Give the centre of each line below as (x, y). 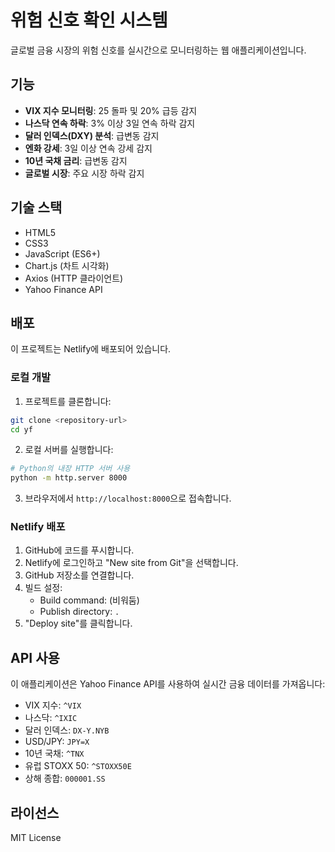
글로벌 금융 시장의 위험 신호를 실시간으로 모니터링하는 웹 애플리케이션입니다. (158, 50)
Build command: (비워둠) (89, 600)
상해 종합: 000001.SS (65, 778)
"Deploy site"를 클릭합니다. (78, 623)
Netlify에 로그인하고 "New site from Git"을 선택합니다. (131, 563)
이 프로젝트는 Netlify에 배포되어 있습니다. (91, 349)
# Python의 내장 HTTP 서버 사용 (70, 469)
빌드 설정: (43, 588)
